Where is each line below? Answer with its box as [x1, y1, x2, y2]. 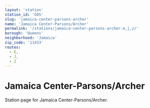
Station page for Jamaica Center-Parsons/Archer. [5, 97, 108, 103]
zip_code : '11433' [5, 40, 44, 45]
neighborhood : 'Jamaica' [5, 36, 57, 41]
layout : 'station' [5, 7, 44, 13]
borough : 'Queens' [5, 31, 44, 36]
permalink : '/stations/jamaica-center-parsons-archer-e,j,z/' [5, 26, 139, 31]
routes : [5, 45, 21, 50]
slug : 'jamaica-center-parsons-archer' [5, 17, 89, 22]
